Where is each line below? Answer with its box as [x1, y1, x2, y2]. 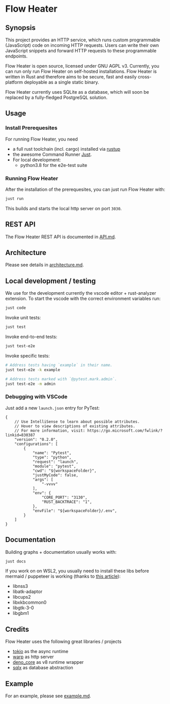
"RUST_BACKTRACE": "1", [41, 499, 93, 504]
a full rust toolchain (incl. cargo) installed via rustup [12, 146, 121, 152]
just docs [5, 558, 26, 564]
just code [5, 305, 26, 311]
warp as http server [12, 654, 54, 660]
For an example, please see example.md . [5, 693, 92, 699]
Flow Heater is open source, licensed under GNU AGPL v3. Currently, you [5, 63, 159, 69]
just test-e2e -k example [5, 367, 60, 372]
